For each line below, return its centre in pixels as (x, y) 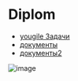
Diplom (32, 15)
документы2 (41, 53)
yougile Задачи (45, 36)
